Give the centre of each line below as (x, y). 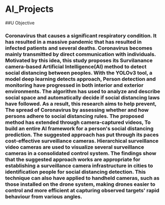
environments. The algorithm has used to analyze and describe (83, 91)
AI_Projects (29, 9)
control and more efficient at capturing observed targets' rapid (82, 190)
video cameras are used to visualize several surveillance (75, 147)
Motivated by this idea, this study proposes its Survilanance (79, 60)
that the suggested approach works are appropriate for (73, 159)
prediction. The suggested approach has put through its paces (82, 135)
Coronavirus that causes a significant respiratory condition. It (81, 36)
